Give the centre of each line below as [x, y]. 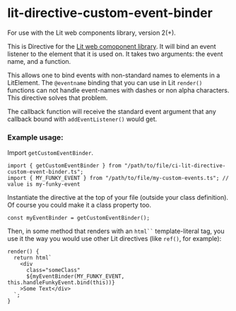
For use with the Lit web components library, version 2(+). [92, 33]
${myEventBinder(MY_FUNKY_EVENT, [75, 277]
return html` [33, 258]
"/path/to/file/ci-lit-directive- [175, 166]
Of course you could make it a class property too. [79, 205]
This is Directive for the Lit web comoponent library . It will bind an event [112, 46]
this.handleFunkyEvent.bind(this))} [61, 283]
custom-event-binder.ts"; [45, 172]
